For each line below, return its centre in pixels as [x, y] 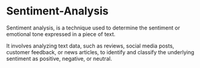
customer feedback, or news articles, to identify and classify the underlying [100, 52]
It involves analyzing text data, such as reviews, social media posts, [90, 46]
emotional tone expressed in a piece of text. [61, 34]
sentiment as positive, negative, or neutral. [59, 58]
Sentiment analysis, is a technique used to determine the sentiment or [93, 28]
